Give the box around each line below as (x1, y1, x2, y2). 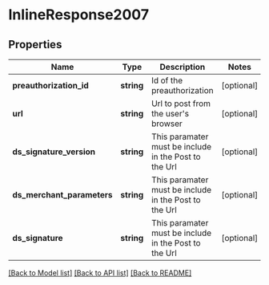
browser (151, 118, 183, 129)
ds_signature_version (12, 146, 96, 157)
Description (159, 62, 206, 72)
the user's (151, 108, 190, 119)
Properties (8, 38, 62, 51)
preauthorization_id (12, 80, 90, 91)
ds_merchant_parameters (12, 189, 114, 200)
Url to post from (151, 98, 211, 109)
